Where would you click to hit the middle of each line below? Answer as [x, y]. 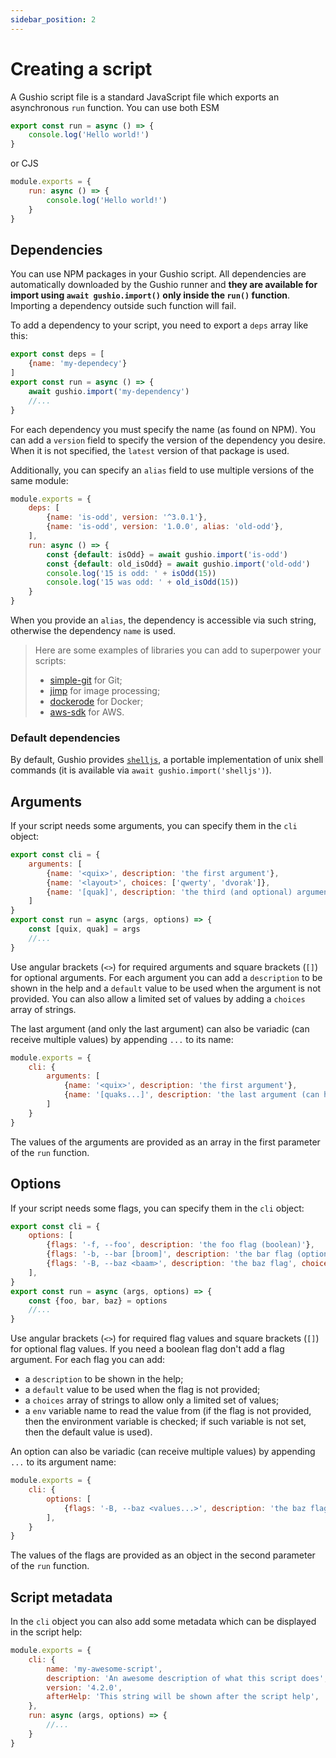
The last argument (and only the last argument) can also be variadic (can [160, 1028]
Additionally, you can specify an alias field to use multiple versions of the [162, 470]
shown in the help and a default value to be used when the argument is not [166, 988]
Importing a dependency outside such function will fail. [123, 306]
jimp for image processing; [105, 690]
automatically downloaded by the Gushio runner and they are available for [164, 285]
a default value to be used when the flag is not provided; [142, 1390]
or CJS [24, 163]
